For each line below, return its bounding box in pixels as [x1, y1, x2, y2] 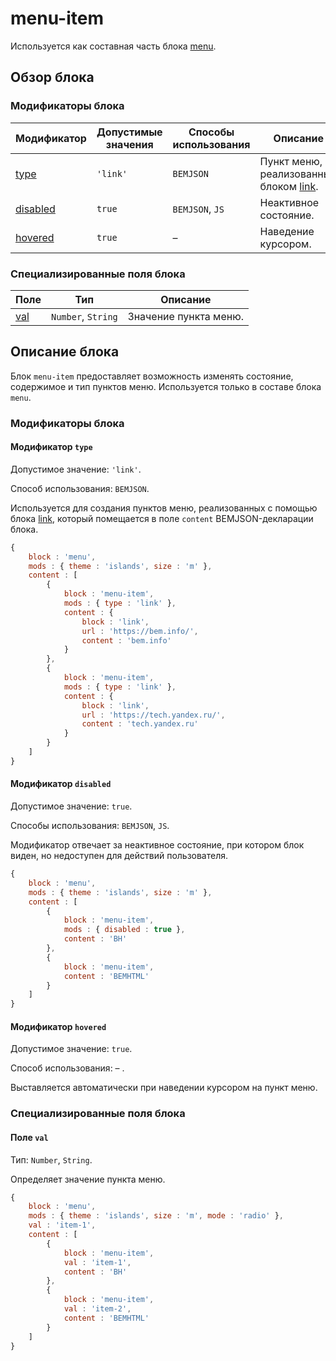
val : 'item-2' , [63, 1304, 132, 1314]
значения [105, 137, 154, 151]
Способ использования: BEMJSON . [10, 482, 150, 494]
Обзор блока [10, 69, 95, 86]
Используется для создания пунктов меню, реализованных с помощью [10, 502, 318, 514]
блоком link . [259, 179, 319, 193]
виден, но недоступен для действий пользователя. [10, 850, 229, 862]
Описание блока [10, 343, 120, 361]
